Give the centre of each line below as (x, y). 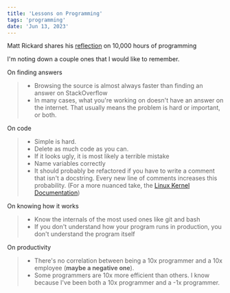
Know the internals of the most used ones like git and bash (117, 219)
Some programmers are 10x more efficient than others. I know (122, 275)
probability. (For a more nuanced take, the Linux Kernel (112, 186)
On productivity (29, 248)
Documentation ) (57, 193)
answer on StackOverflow (71, 93)
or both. (45, 115)
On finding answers (35, 72)
